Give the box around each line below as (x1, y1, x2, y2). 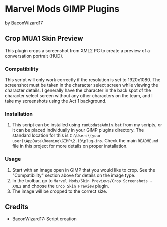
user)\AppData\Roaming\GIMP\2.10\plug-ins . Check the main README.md (12, 138, 158, 144)
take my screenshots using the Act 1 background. (5, 98, 107, 104)
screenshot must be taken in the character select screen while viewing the (5, 82, 158, 88)
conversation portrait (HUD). (5, 53, 64, 59)
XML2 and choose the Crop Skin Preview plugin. (12, 183, 109, 189)
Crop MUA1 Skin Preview (5, 34, 83, 43)
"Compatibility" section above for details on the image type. (12, 172, 136, 178)
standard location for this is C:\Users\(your (12, 132, 101, 138)
